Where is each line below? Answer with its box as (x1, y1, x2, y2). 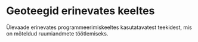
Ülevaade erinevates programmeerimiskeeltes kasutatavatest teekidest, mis (6, 24, 193, 31)
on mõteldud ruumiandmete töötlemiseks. (6, 30, 109, 37)
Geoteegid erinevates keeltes (6, 4, 155, 18)
